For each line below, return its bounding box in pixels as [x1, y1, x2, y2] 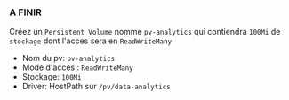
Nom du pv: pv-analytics [21, 53, 116, 64]
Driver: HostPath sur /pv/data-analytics [21, 81, 171, 92]
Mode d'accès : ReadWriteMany [21, 62, 133, 73]
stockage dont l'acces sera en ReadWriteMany [9, 35, 172, 46]
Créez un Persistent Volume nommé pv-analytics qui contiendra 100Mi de [9, 27, 281, 37]
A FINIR [9, 6, 43, 19]
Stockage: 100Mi [21, 72, 82, 82]
